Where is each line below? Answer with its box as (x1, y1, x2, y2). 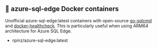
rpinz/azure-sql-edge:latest (12, 37, 68, 43)
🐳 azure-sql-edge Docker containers (5, 5, 119, 13)
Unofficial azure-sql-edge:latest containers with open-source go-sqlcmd (5, 17, 152, 23)
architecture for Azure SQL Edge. (5, 28, 72, 34)
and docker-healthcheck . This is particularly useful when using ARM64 (5, 23, 148, 29)
